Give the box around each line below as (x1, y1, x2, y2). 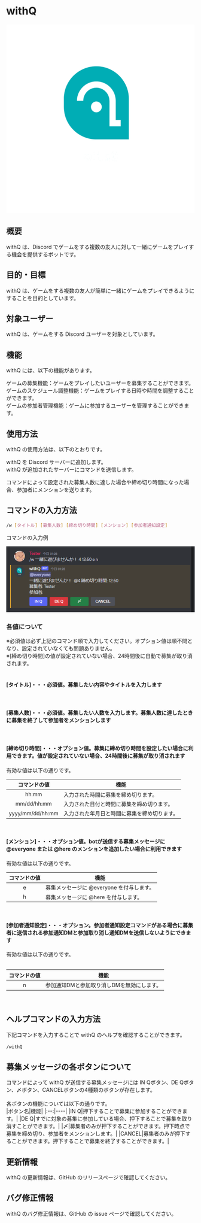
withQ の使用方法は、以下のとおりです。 (6, 446, 106, 453)
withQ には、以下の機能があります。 (6, 367, 95, 374)
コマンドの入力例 (6, 534, 48, 541)
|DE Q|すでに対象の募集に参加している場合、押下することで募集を (19, 1115, 182, 1122)
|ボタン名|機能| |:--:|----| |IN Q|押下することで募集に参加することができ (6, 1107, 182, 1115)
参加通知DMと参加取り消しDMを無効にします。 (45, 982, 162, 989)
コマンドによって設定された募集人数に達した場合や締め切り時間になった (6, 479, 184, 485)
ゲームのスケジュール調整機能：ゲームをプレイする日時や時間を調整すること (6, 387, 194, 394)
